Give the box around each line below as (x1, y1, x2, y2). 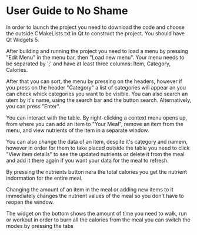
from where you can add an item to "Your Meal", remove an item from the (6, 120, 184, 127)
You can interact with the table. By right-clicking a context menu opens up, (6, 114, 188, 121)
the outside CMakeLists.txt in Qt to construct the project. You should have (6, 29, 185, 37)
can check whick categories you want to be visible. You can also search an (6, 90, 188, 97)
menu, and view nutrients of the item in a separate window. (6, 127, 149, 134)
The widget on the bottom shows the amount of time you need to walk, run (6, 210, 187, 217)
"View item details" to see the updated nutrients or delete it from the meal (6, 150, 185, 157)
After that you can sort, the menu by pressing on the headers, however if (6, 78, 182, 85)
